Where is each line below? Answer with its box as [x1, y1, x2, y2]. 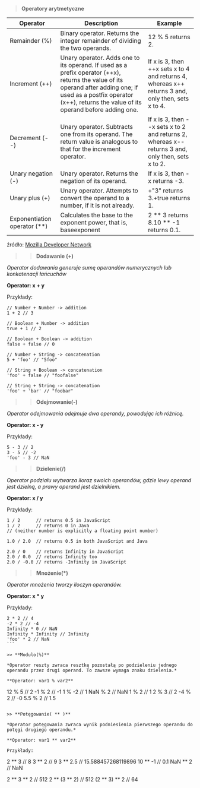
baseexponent [60, 226, 100, 234]
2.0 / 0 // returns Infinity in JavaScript [7, 549, 124, 555]
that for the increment [60, 145, 121, 153]
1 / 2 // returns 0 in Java [7, 523, 90, 529]
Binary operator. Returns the [60, 29, 139, 37]
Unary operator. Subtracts [60, 123, 133, 131]
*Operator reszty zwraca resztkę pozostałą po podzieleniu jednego [7, 662, 177, 668]
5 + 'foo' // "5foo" [7, 357, 58, 363]
